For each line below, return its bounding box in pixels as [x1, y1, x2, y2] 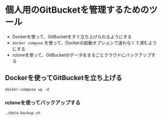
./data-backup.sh [5, 111, 41, 116]
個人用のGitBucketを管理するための [5, 4, 149, 16]
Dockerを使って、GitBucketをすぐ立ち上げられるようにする [12, 34, 132, 40]
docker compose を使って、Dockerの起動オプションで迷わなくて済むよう [12, 40, 157, 45]
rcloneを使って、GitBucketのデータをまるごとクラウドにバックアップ [12, 52, 152, 58]
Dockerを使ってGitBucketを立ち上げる [5, 74, 122, 82]
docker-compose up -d [5, 87, 49, 92]
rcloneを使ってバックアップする [5, 99, 81, 106]
